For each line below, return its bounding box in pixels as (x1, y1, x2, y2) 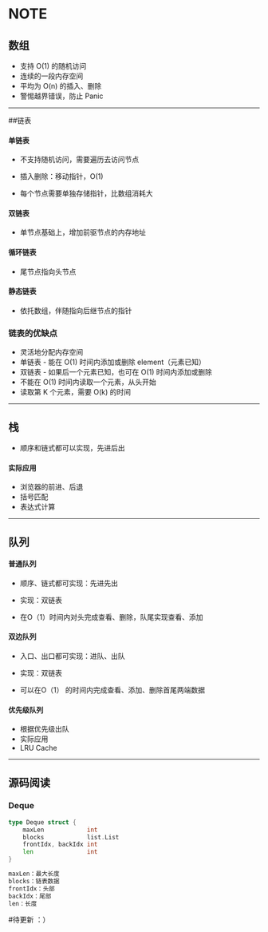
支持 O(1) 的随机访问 (19, 61, 87, 70)
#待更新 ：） (8, 915, 50, 925)
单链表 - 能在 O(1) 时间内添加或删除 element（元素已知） (19, 357, 206, 367)
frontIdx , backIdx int (22, 840, 98, 849)
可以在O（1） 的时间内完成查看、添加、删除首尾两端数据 (19, 684, 206, 695)
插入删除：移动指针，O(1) (19, 172, 104, 181)
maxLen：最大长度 (8, 870, 60, 878)
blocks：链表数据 (8, 877, 60, 885)
